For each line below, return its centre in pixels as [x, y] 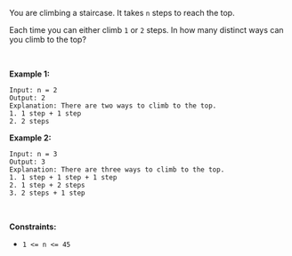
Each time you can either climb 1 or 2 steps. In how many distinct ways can [146, 30]
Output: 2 [28, 98]
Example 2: [30, 138]
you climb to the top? [48, 40]
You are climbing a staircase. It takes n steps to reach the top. [122, 13]
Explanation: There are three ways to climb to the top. [117, 170]
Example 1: [30, 74]
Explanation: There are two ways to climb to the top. [113, 106]
